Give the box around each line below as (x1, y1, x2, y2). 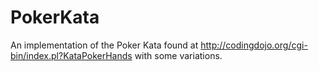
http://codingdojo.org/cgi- (200, 39, 308, 51)
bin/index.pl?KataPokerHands (10, 49, 133, 61)
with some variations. (134, 49, 223, 61)
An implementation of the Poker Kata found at (10, 39, 199, 51)
